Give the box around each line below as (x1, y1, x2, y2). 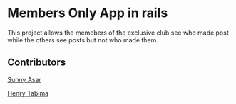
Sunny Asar (7, 75, 41, 83)
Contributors (7, 57, 66, 69)
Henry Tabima (7, 88, 49, 97)
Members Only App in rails (7, 5, 168, 21)
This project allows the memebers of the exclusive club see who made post (7, 28, 230, 37)
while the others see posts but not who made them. (7, 35, 159, 44)
